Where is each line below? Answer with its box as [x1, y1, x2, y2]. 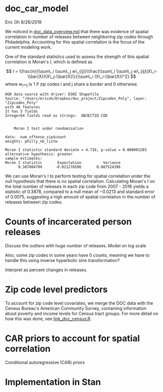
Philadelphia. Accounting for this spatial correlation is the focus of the [5, 39, 145, 44]
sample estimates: [5, 156, 42, 161]
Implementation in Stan [5, 376, 101, 388]
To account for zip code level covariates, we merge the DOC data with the [5, 300, 153, 306]
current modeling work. [5, 44, 52, 50]
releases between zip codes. [5, 199, 63, 205]
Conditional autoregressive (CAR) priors [5, 359, 85, 365]
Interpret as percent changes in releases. [5, 267, 88, 273]
